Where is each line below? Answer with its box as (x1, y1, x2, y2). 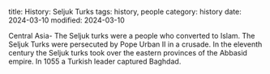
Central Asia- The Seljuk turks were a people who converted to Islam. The (8, 31, 255, 40)
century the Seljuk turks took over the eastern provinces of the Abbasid (8, 48, 247, 57)
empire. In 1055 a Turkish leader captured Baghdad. (8, 56, 182, 66)
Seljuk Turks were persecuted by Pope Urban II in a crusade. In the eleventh (8, 39, 263, 49)
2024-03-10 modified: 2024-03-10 (8, 15, 126, 25)
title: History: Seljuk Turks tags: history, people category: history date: (8, 7, 242, 16)
